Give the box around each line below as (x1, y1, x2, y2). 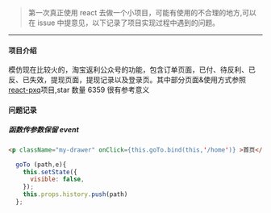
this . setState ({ (23, 168, 78, 176)
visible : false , (29, 175, 85, 184)
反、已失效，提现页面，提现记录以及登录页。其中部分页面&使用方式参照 (8, 75, 247, 85)
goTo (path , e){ (15, 161, 67, 169)
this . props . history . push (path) (23, 190, 128, 198)
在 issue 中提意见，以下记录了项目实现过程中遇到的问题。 (27, 18, 220, 27)
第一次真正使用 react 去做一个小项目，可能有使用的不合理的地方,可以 (27, 8, 256, 17)
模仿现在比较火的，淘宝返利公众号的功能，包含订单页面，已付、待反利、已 (8, 65, 256, 75)
